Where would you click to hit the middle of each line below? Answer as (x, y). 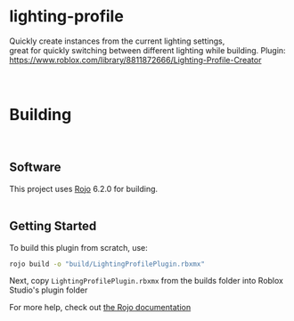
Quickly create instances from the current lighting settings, (117, 41)
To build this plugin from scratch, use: (79, 247)
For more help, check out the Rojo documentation (100, 308)
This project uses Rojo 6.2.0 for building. (84, 189)
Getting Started (53, 226)
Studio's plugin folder (49, 290)
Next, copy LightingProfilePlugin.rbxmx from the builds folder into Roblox (146, 281)
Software (35, 168)
